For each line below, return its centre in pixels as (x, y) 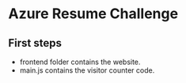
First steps (35, 43)
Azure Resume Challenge (93, 14)
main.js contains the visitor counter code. (87, 70)
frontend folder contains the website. (80, 62)
